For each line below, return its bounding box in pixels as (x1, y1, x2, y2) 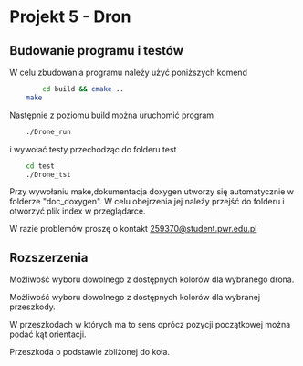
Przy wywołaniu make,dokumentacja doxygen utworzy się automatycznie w (9, 186, 295, 197)
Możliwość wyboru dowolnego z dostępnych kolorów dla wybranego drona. (9, 274, 295, 285)
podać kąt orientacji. (9, 329, 87, 340)
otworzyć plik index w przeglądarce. (9, 205, 146, 216)
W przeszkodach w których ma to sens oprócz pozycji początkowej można (9, 319, 291, 330)
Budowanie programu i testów (9, 43, 184, 58)
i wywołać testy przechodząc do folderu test (9, 143, 177, 154)
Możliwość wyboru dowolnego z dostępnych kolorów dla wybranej (9, 292, 261, 303)
